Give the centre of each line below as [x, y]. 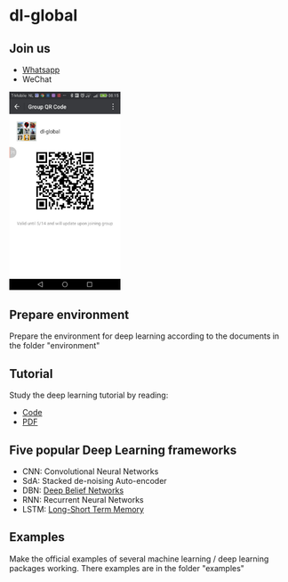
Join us [30, 49]
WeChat [36, 79]
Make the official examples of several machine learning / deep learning [139, 559]
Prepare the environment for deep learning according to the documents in [144, 336]
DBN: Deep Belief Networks [73, 490]
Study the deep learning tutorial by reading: [89, 395]
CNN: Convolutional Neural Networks [90, 471]
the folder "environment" [55, 346]
